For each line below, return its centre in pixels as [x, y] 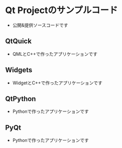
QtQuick [18, 41]
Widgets [19, 70]
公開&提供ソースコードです [40, 25]
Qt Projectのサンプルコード [62, 10]
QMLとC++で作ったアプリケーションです [55, 54]
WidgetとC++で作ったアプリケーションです [57, 83]
